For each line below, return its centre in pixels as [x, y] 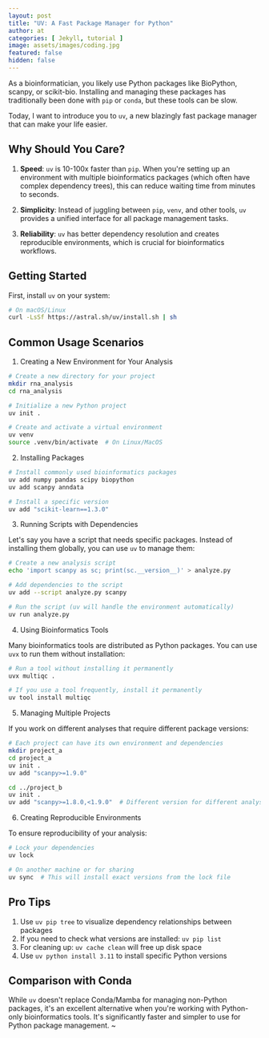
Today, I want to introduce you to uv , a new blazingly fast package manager [133, 115]
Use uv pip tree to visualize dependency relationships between [126, 921]
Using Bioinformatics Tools [64, 630]
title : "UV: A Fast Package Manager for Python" [91, 23]
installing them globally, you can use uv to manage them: [102, 549]
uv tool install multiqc [50, 698]
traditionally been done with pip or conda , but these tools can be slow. [123, 100]
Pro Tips [30, 902]
